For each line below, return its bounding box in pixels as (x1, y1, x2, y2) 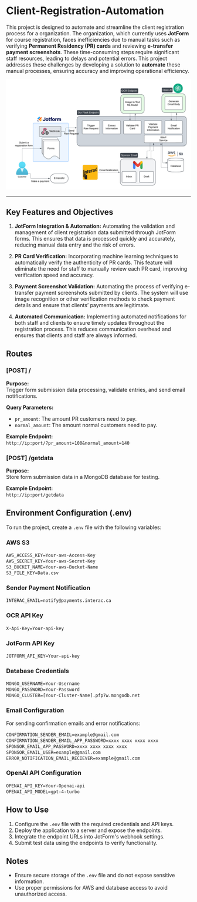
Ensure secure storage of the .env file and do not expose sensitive (14, 872, 175, 879)
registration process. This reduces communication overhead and (14, 325, 171, 332)
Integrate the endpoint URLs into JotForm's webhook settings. (14, 833, 165, 840)
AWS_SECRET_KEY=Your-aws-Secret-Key (6, 558, 96, 564)
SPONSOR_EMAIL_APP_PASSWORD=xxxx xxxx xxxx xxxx (6, 743, 127, 750)
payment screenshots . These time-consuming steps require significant (6, 48, 179, 55)
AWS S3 (6, 538, 30, 547)
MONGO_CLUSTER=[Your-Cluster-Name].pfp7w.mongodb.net (6, 693, 141, 698)
